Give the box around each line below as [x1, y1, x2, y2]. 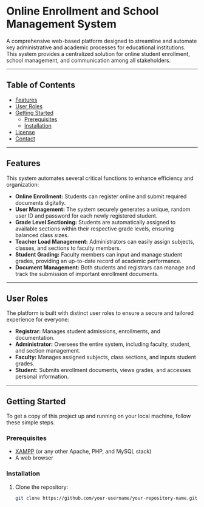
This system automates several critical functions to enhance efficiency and [6, 174, 194, 182]
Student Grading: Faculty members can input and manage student [15, 250, 183, 258]
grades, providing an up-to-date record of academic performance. [15, 257, 182, 264]
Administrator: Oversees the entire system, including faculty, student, [15, 340, 191, 348]
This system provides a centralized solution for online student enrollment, [6, 50, 190, 57]
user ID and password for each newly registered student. [15, 212, 158, 219]
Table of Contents [6, 80, 76, 91]
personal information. [15, 373, 69, 381]
